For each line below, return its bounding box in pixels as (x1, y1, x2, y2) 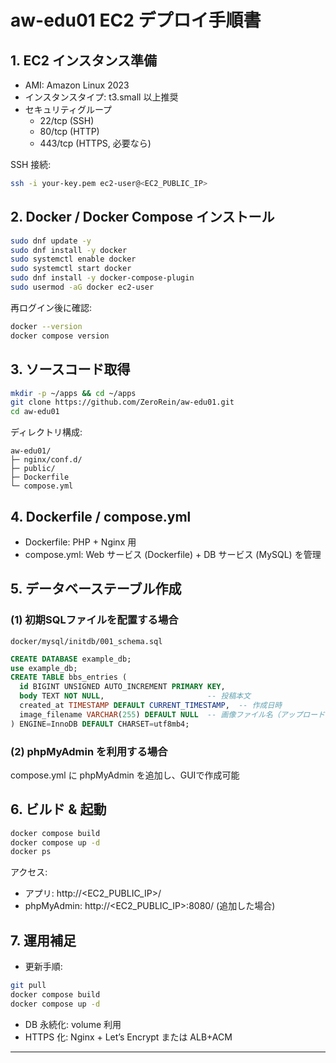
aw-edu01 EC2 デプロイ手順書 (10, 9, 262, 32)
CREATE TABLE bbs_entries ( (10, 672, 128, 683)
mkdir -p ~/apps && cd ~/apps (10, 388, 137, 398)
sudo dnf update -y (10, 236, 92, 246)
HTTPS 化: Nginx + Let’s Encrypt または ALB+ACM (24, 1031, 233, 1043)
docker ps (10, 847, 52, 857)
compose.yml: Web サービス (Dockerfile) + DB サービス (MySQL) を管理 (24, 548, 322, 560)
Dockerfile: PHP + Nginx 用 (24, 536, 137, 548)
